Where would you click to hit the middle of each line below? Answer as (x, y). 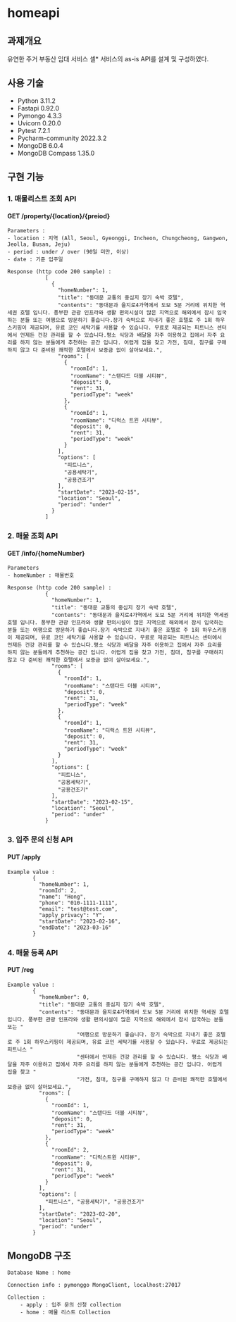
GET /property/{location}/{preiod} (59, 216)
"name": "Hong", (62, 897)
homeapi (33, 13)
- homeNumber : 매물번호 (41, 575)
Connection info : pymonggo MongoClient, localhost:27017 (94, 1285)
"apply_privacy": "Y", (72, 915)
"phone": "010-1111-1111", (78, 903)
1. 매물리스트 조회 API (42, 199)
